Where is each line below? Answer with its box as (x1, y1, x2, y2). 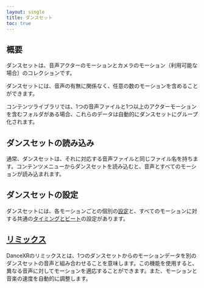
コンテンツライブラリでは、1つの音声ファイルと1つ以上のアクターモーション (6, 103, 197, 110)
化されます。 (6, 118, 38, 126)
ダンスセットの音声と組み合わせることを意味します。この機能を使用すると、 (6, 259, 198, 267)
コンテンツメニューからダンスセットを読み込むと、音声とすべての (16, 163, 181, 170)
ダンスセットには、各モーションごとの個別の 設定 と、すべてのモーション (6, 207, 187, 214)
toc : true (6, 20, 32, 26)
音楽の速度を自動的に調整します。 (6, 275, 91, 282)
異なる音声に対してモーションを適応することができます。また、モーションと (6, 267, 198, 275)
